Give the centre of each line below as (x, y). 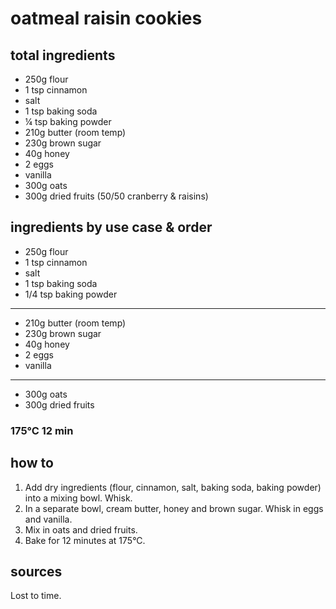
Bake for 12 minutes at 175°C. (85, 540)
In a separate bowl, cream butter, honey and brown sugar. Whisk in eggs (174, 508)
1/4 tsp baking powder (71, 294)
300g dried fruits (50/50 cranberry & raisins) (116, 196)
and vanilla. (48, 519)
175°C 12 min (42, 430)
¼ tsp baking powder (68, 121)
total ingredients (63, 55)
